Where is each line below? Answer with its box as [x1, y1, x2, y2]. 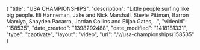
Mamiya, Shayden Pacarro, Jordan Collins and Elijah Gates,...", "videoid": [6, 18, 187, 25]
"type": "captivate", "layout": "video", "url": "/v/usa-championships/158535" [6, 31, 195, 38]
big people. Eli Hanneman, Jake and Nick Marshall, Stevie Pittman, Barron [6, 11, 189, 19]
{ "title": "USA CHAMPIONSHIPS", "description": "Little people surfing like [6, 5, 190, 12]
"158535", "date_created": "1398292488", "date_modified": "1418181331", [6, 24, 188, 31]
